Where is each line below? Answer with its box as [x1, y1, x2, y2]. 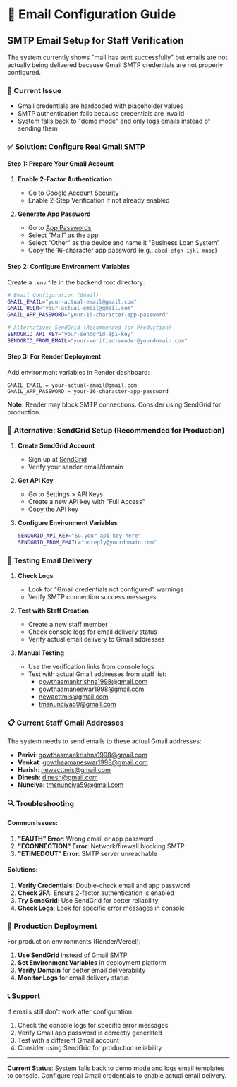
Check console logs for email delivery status [28, 627, 157, 636]
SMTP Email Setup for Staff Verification [7, 35, 185, 47]
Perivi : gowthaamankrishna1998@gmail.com [17, 750, 148, 759]
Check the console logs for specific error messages [17, 1021, 169, 1029]
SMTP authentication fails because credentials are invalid [17, 109, 185, 118]
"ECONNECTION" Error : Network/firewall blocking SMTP [17, 841, 185, 850]
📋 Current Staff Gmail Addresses [7, 718, 124, 728]
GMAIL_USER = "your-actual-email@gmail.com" [7, 305, 134, 312]
